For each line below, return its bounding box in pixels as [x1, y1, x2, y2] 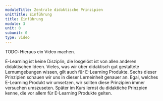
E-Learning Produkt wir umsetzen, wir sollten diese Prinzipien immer [5, 79, 145, 85]
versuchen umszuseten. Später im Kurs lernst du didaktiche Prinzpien [5, 85, 148, 91]
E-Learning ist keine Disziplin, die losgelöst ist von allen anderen [5, 58, 137, 64]
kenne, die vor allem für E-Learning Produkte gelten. [5, 90, 112, 96]
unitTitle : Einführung [5, 12, 52, 17]
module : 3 [5, 21, 26, 26]
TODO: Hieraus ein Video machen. [5, 48, 75, 55]
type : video [5, 35, 30, 40]
